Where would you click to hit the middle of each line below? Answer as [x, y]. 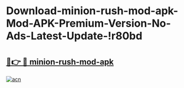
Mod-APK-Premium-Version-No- [88, 23]
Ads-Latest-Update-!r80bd [74, 36]
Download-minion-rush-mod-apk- [92, 11]
